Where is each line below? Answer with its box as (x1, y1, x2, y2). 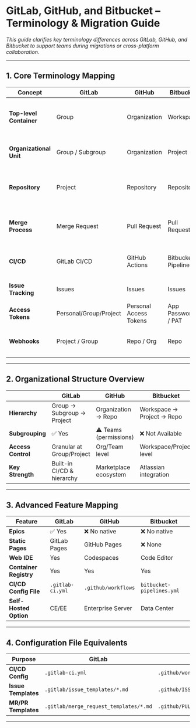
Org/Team (96, 443, 124, 451)
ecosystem (96, 470, 127, 478)
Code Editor (141, 554, 173, 562)
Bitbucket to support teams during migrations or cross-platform (6, 42, 159, 49)
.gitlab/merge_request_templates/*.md (44, 703, 153, 710)
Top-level (9, 109, 37, 117)
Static (9, 537, 26, 545)
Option (9, 611, 29, 620)
